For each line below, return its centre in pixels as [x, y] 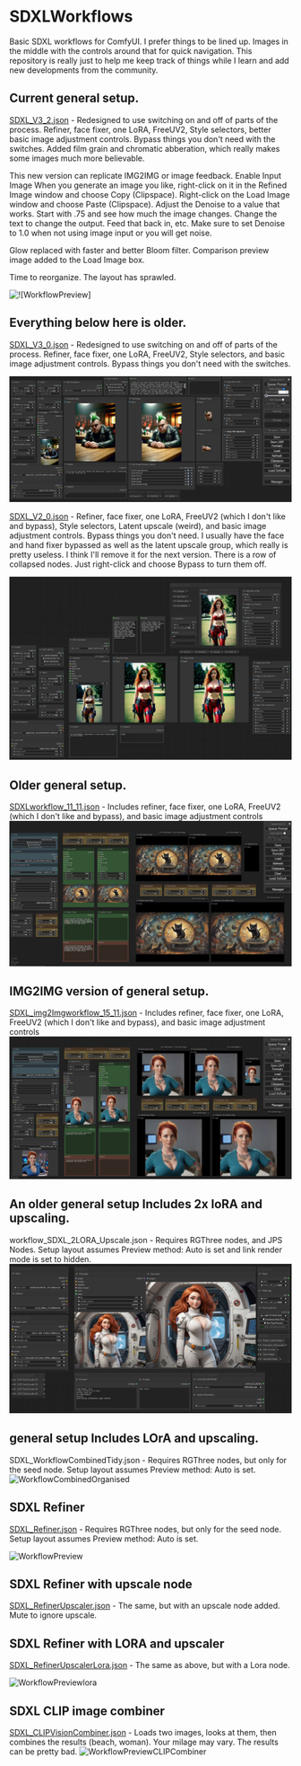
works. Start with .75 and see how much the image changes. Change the [143, 214]
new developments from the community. [84, 70]
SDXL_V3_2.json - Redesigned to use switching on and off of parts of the [144, 119]
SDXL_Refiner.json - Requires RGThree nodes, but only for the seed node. [146, 1529]
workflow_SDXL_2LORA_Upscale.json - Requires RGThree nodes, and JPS [146, 1240]
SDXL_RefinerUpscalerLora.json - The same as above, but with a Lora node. [150, 1665]
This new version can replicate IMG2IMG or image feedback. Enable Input [146, 175]
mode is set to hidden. [51, 1258]
